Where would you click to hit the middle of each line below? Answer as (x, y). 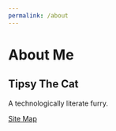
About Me (41, 54)
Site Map (22, 118)
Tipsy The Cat (43, 84)
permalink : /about (38, 15)
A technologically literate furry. (58, 103)
